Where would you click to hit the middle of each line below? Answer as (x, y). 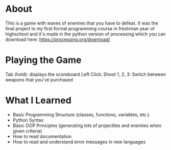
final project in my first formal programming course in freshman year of (80, 28)
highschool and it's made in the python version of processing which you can (86, 34)
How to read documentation (42, 136)
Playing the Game (43, 60)
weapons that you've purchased (39, 79)
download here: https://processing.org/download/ (58, 39)
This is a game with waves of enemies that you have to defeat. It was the (82, 23)
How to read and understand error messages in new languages (79, 142)
